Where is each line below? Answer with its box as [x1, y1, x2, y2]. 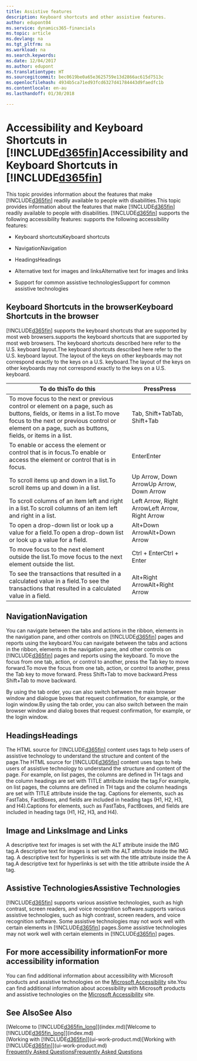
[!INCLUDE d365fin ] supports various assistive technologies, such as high [6, 899, 184, 906]
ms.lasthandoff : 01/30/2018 [6, 91, 75, 96]
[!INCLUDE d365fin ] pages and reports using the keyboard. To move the [6, 652, 179, 659]
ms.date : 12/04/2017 [6, 58, 57, 64]
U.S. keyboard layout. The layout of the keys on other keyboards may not [6, 352, 182, 359]
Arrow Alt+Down [131, 528, 176, 536]
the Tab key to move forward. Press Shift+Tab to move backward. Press [6, 671, 178, 678]
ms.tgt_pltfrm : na [6, 42, 51, 48]
